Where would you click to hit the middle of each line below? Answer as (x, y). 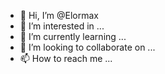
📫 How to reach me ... (66, 58)
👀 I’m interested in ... (62, 26)
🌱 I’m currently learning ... (73, 36)
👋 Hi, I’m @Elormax (59, 15)
